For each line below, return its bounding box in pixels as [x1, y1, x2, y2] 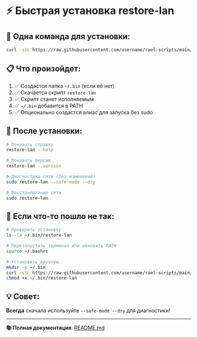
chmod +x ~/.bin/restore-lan [6, 275, 77, 281]
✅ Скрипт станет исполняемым [14, 96, 94, 103]
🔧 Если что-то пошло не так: [6, 211, 114, 221]
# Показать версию [6, 158, 51, 164]
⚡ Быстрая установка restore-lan [6, 4, 175, 18]
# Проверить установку [6, 227, 62, 233]
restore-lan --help [6, 147, 54, 153]
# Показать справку [6, 141, 54, 148]
